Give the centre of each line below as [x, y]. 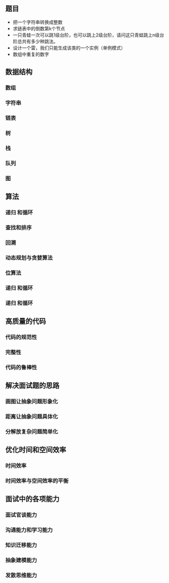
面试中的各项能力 [32, 499]
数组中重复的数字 [31, 54]
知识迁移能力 [21, 545]
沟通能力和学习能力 [29, 530]
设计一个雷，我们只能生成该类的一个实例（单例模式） [69, 48]
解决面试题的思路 [32, 386]
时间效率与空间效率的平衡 [37, 481]
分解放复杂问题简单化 [32, 431]
